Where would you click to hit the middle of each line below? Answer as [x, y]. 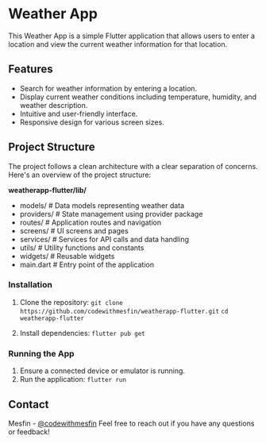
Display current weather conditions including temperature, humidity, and [138, 97]
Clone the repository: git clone [71, 302]
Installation [31, 285]
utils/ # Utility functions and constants [82, 248]
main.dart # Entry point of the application [87, 264]
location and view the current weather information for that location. [118, 44]
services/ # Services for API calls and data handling [104, 239]
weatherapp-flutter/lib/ [48, 190]
